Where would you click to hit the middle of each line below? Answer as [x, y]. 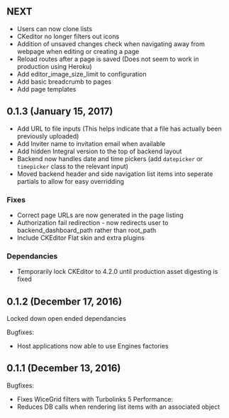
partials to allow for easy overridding [71, 181]
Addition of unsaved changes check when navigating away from [111, 44]
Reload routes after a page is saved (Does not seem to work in [108, 59]
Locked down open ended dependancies [67, 319]
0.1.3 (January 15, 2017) [60, 112]
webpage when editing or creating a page [78, 51]
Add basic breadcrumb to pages [64, 82]
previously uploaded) [48, 136]
